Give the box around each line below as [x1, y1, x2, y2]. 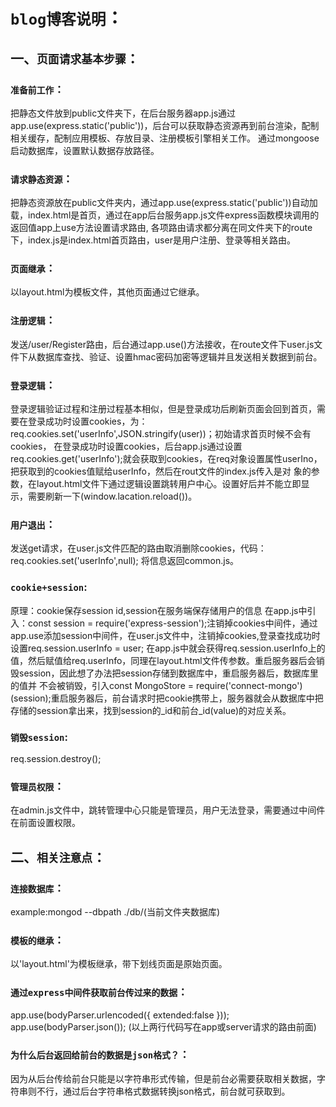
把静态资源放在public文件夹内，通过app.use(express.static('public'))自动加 [10, 197, 318, 209]
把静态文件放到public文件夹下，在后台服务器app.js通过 [10, 107, 237, 119]
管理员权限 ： [10, 779, 65, 793]
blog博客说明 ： [10, 7, 124, 30]
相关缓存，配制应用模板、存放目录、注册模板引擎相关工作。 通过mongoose [10, 132, 320, 144]
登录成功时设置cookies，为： [27, 415, 148, 428]
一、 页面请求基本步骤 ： [10, 50, 140, 67]
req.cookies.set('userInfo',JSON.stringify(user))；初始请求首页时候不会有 [10, 428, 312, 440]
